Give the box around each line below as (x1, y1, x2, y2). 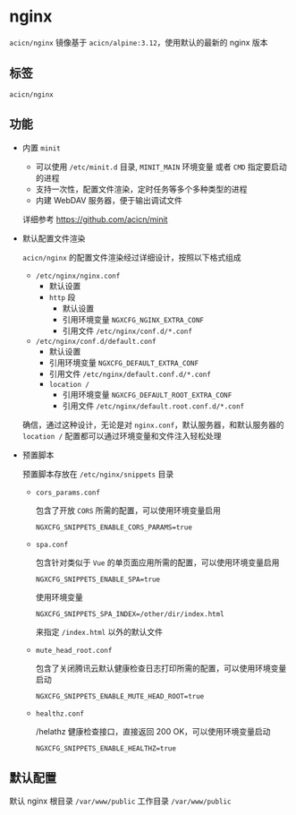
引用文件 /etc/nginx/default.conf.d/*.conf (48, 368, 212, 379)
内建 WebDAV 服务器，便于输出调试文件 (35, 194, 183, 205)
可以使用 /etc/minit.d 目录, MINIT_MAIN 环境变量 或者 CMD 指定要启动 (35, 161, 288, 172)
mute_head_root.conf (35, 646, 113, 655)
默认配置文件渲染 (21, 233, 86, 244)
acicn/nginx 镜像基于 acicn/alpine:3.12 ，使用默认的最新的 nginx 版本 (9, 37, 268, 47)
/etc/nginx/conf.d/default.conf (35, 337, 156, 346)
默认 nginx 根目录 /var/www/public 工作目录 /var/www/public (9, 795, 232, 807)
